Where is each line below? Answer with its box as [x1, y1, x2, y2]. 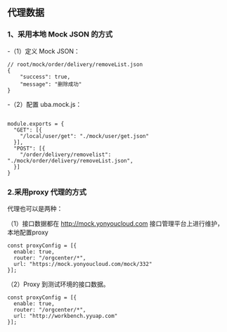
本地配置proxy [7, 228, 49, 236]
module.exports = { [7, 120, 65, 127]
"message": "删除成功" [20, 80, 82, 88]
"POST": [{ [13, 145, 46, 152]
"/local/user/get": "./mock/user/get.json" [20, 132, 150, 139]
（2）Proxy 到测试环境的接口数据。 [7, 280, 110, 288]
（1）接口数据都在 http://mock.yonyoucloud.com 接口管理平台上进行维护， [7, 219, 223, 227]
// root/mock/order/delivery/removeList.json [7, 60, 143, 68]
